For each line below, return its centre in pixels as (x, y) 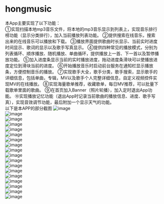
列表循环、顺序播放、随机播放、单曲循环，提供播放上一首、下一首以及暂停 (80, 53)
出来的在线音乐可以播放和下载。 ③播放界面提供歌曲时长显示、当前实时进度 (81, 41)
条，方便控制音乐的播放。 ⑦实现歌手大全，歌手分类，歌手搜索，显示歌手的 (81, 72)
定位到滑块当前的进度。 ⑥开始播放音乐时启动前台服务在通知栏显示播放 (81, 65)
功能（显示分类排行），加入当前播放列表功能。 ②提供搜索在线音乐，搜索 (82, 35)
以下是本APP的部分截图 (29, 108)
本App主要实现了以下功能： (33, 23)
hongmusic (29, 9)
